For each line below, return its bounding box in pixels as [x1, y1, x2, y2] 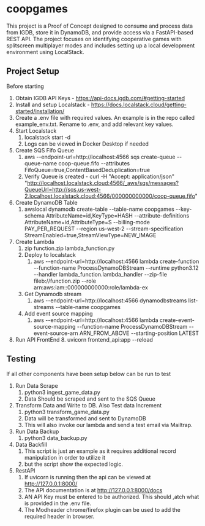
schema [24, 211, 45, 219]
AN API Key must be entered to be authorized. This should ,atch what [24, 493, 199, 500]
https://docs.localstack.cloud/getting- [91, 101, 187, 108]
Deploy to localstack [24, 251, 76, 258]
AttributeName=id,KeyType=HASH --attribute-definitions [45, 211, 190, 219]
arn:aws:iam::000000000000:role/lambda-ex [33, 283, 148, 291]
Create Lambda [15, 238, 54, 245]
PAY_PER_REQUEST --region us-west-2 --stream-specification [24, 225, 184, 232]
